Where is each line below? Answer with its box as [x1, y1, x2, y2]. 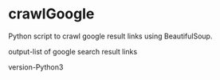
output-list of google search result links [8, 46, 138, 56]
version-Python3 [8, 62, 64, 72]
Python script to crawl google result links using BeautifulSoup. [8, 31, 213, 41]
